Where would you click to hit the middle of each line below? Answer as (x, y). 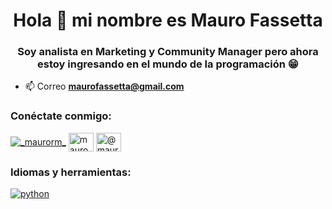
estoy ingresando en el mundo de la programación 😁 (168, 64)
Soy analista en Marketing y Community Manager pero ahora (168, 52)
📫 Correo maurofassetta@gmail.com (104, 86)
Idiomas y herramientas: (71, 172)
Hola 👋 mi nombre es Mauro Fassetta (168, 20)
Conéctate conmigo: (61, 116)
